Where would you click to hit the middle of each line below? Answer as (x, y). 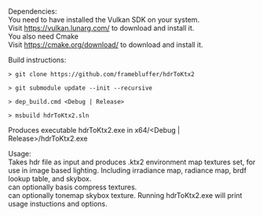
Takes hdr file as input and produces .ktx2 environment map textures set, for (132, 162)
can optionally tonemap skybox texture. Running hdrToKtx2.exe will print (125, 195)
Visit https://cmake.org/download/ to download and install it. (106, 45)
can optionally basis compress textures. (73, 187)
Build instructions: (37, 60)
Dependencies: (33, 11)
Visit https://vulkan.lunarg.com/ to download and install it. (101, 28)
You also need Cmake (44, 36)
